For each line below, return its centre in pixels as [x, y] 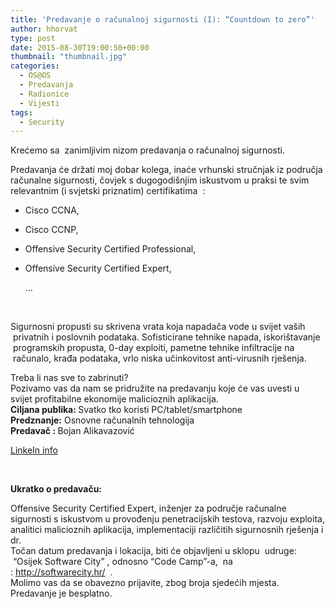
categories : [35, 66]
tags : [21, 112]
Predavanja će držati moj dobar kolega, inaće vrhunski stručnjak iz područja [166, 170]
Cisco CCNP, [51, 230]
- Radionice [44, 94]
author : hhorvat [44, 29]
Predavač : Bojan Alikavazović [72, 431]
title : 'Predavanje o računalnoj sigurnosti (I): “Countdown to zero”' [162, 19]
